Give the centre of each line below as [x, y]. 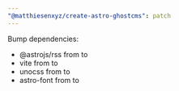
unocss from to [45, 71]
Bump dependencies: [43, 39]
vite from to [38, 63]
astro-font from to [49, 80]
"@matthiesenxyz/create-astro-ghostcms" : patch [89, 16]
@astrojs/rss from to [53, 54]
